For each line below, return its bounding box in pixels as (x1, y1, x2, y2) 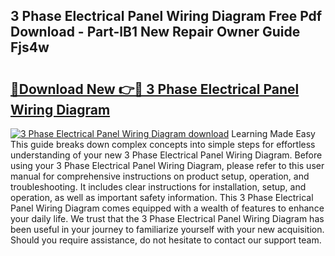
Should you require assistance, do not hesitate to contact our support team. (10, 234, 322, 246)
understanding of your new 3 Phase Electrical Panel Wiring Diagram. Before (10, 149, 323, 161)
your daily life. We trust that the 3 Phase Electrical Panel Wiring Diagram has (10, 213, 325, 224)
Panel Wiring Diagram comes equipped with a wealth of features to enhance (10, 202, 325, 214)
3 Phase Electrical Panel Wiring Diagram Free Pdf (10, 8, 323, 25)
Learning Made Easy (231, 128, 316, 139)
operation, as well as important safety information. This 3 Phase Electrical (10, 192, 314, 203)
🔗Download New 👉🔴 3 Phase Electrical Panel (10, 80, 300, 98)
